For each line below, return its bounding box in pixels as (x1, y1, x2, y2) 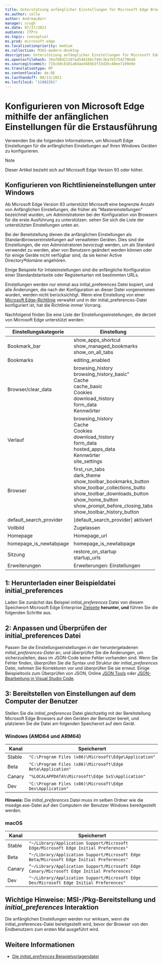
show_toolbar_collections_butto (73, 484, 146, 491)
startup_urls (73, 554, 101, 561)
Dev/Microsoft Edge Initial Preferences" (29, 880, 126, 885)
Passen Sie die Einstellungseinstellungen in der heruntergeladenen (5, 645, 138, 650)
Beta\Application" (29, 767, 71, 772)
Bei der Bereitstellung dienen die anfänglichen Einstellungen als (5, 232, 132, 237)
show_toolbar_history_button (73, 509, 139, 515)
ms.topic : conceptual (5, 35, 49, 39)
